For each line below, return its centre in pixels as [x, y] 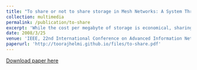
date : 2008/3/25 [26, 33]
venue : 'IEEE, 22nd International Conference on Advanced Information [94, 38]
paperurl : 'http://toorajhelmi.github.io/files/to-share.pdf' [84, 44]
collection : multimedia [35, 17]
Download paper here [32, 60]
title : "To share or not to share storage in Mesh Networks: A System [94, 11]
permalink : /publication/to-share [48, 22]
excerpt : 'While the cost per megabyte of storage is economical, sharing [99, 28]
